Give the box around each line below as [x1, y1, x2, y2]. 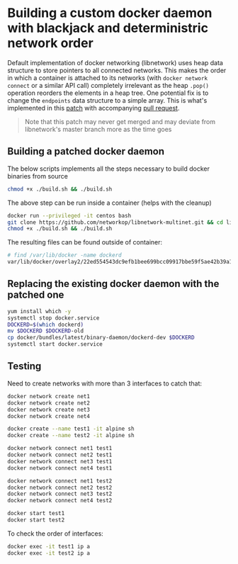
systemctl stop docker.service [7, 314, 100, 322]
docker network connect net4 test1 [7, 464, 113, 472]
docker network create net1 [7, 393, 91, 400]
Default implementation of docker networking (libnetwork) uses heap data [7, 58, 223, 67]
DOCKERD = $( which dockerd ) [7, 321, 84, 328]
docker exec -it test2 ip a [7, 549, 91, 557]
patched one [7, 289, 64, 301]
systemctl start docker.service [7, 341, 103, 348]
